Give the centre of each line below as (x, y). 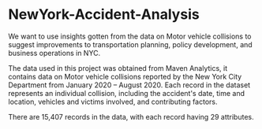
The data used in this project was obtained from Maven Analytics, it (118, 68)
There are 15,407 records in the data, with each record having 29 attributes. (131, 116)
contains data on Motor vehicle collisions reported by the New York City (125, 76)
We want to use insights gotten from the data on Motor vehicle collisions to (130, 36)
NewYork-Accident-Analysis (104, 15)
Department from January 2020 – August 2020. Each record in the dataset (129, 85)
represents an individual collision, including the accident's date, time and (126, 93)
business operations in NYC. (54, 53)
